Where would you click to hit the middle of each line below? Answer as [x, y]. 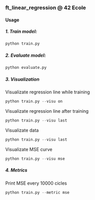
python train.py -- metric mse [38, 192]
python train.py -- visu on [34, 102]
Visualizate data [22, 130]
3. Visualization [22, 79]
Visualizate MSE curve [29, 149]
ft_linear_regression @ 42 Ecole [46, 8]
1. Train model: [21, 32]
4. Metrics [16, 170]
